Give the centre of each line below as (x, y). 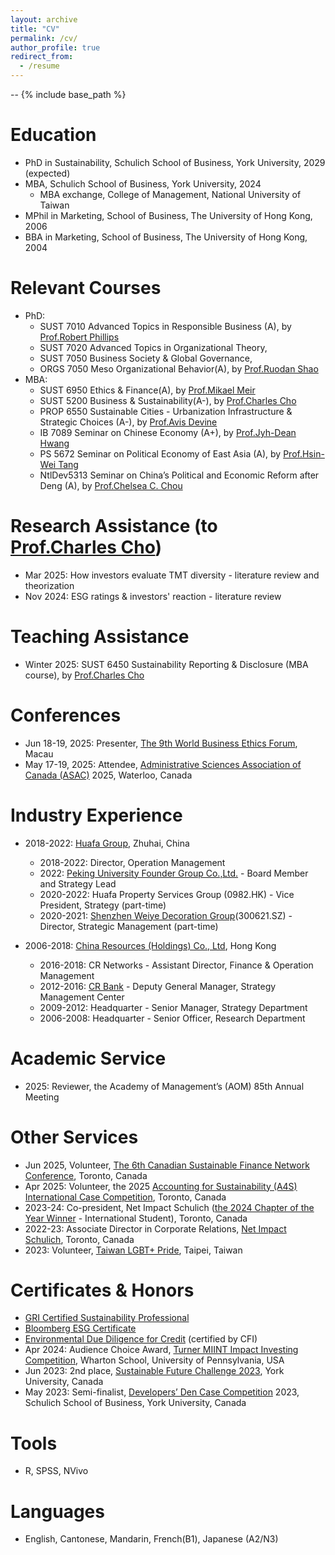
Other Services (74, 1137)
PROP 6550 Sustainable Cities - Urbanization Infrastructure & (166, 411)
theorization (49, 585)
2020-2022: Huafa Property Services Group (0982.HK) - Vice (167, 894)
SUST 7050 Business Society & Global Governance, (146, 358)
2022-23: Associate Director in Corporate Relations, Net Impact (155, 1228)
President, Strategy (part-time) (103, 905)
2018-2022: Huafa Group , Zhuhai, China (107, 843)
